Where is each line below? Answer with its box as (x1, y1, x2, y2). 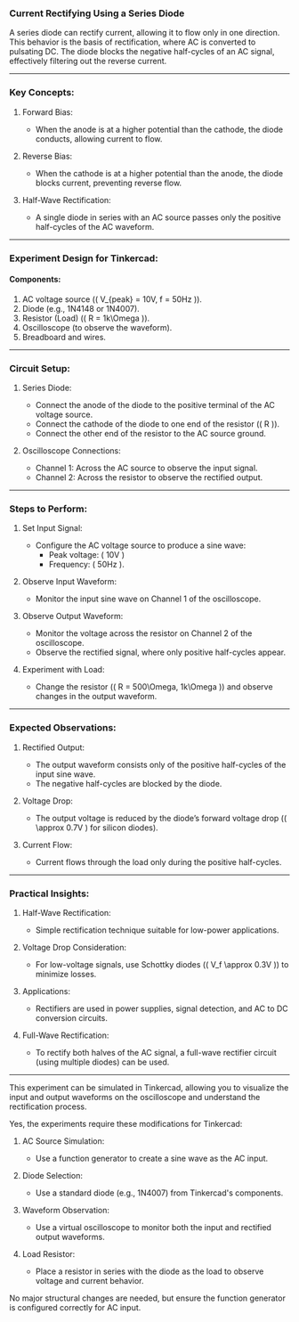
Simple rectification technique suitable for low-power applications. (35, 925, 279, 935)
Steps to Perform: (9, 502, 87, 515)
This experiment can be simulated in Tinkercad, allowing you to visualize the (9, 1081, 289, 1093)
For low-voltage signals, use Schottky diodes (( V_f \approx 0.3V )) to (35, 959, 289, 969)
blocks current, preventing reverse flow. (35, 177, 182, 188)
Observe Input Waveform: (21, 576, 117, 587)
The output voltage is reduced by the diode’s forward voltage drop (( (35, 812, 287, 823)
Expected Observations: (9, 722, 117, 734)
